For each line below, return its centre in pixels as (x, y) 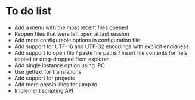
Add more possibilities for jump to (56, 84)
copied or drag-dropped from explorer (61, 59)
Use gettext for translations (48, 71)
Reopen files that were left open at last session (72, 33)
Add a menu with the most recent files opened (71, 27)
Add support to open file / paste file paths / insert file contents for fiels (101, 52)
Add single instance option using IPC (59, 65)
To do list (29, 11)
